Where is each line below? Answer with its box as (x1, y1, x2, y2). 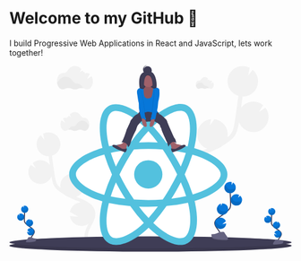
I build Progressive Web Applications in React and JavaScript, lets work (9, 38, 273, 48)
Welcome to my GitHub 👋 (9, 8, 199, 29)
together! (9, 47, 43, 57)
